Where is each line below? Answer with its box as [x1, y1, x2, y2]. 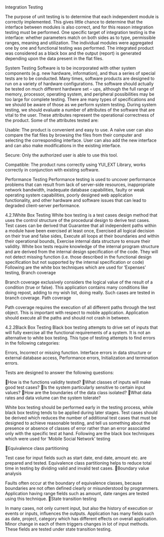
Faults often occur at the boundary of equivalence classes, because [5, 480, 142, 486]
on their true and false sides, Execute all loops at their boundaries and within [5, 233, 160, 239]
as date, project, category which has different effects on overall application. [5, 516, 158, 521]
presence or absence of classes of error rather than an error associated [5, 425, 150, 431]
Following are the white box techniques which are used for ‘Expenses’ [5, 264, 146, 270]
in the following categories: [5, 340, 60, 346]
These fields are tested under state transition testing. [5, 526, 112, 532]
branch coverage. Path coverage [5, 295, 71, 301]
